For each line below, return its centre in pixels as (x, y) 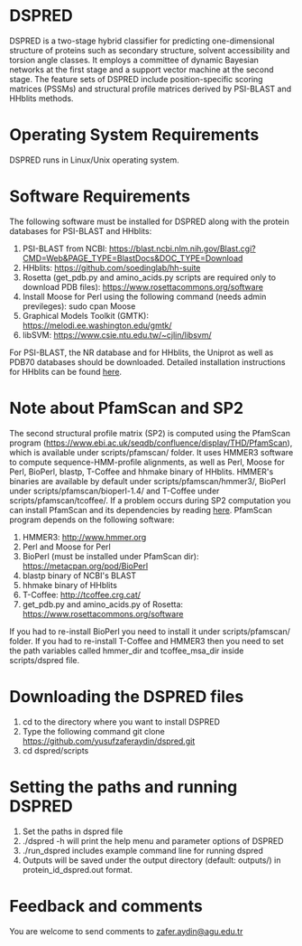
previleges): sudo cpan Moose (79, 306)
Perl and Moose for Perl (66, 547)
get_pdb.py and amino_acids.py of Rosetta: (102, 604)
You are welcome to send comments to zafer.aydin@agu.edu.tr (126, 931)
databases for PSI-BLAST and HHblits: (81, 230)
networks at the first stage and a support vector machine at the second (142, 70)
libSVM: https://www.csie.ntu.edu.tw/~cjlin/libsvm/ (117, 334)
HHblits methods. (41, 98)
